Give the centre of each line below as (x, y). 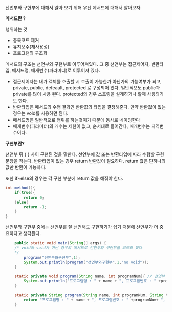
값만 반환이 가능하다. (26, 167)
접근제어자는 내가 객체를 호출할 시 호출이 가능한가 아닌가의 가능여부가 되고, (87, 81)
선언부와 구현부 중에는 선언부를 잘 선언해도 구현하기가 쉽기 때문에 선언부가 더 (82, 227)
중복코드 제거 (26, 40)
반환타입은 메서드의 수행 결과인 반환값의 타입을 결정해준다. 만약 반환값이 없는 (89, 107)
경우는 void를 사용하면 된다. (40, 113)
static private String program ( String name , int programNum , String (89, 295)
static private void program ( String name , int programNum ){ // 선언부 (90, 276)
